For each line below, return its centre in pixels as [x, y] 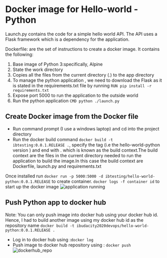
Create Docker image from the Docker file [72, 117]
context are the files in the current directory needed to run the [77, 155]
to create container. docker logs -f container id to [106, 181]
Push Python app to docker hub [56, 203]
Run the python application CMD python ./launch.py [66, 101]
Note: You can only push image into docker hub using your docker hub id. [82, 215]
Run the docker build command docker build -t [63, 139]
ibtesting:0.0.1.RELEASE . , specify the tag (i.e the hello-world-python [86, 145]
